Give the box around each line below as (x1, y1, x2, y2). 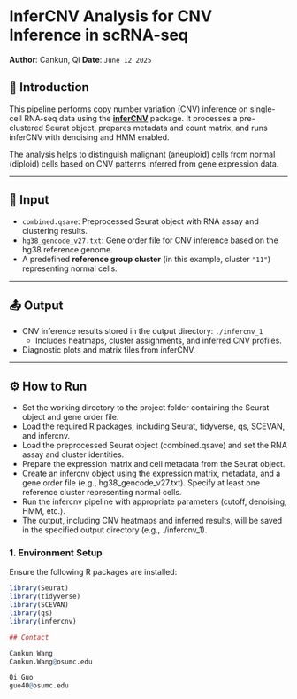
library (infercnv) (9, 617, 77, 625)
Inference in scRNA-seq (9, 25, 188, 45)
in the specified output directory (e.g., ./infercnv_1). (21, 524, 208, 535)
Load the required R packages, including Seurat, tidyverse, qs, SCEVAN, (21, 421, 286, 431)
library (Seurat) (9, 584, 69, 593)
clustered (9, 122, 44, 133)
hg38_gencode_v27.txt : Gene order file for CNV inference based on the (21, 235, 278, 245)
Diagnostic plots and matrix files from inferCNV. (21, 345, 196, 355)
